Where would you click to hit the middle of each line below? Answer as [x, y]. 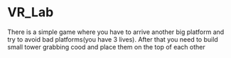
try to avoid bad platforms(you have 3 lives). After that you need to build [113, 39]
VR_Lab [31, 12]
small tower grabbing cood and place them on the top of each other [107, 47]
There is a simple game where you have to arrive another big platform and [116, 32]
